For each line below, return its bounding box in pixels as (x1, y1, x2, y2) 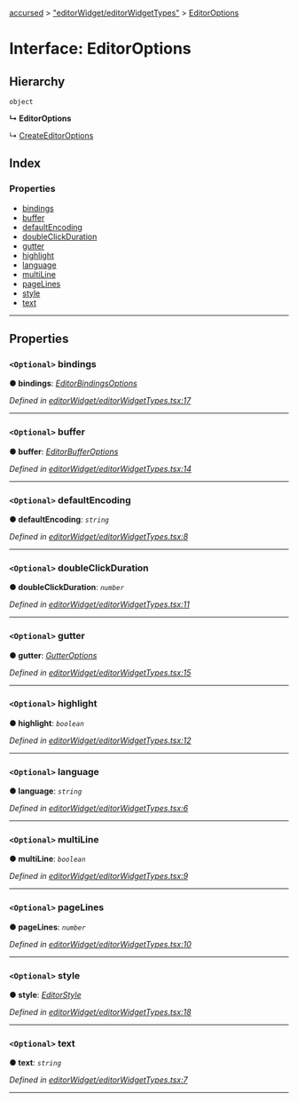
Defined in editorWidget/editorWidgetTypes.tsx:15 (9, 667, 192, 678)
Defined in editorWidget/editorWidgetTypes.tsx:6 (9, 803, 189, 814)
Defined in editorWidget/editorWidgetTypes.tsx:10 (9, 938, 192, 949)
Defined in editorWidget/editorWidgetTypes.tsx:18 (9, 1007, 192, 1018)
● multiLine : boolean (9, 853, 86, 865)
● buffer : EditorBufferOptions (9, 446, 119, 457)
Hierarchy (9, 74, 66, 89)
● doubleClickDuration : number (9, 582, 125, 593)
